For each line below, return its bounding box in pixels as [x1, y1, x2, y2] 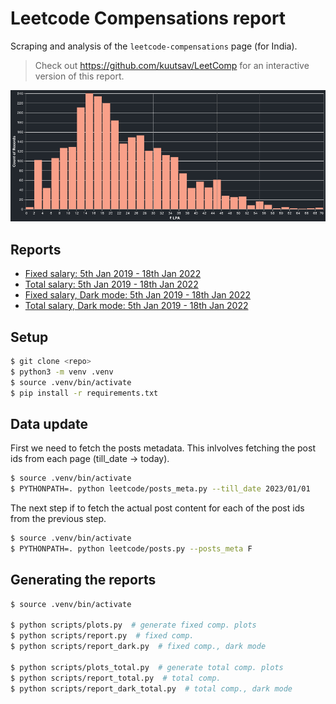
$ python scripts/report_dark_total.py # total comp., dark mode [10, 683, 293, 694]
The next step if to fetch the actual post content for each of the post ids [10, 502, 305, 514]
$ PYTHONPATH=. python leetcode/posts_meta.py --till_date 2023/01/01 [10, 484, 311, 494]
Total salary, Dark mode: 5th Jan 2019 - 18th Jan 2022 [24, 300, 249, 312]
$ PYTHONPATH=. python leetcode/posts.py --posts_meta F [10, 543, 253, 554]
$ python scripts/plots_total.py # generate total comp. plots [10, 662, 284, 672]
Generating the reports [10, 572, 157, 589]
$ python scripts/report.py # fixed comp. [10, 631, 195, 641]
